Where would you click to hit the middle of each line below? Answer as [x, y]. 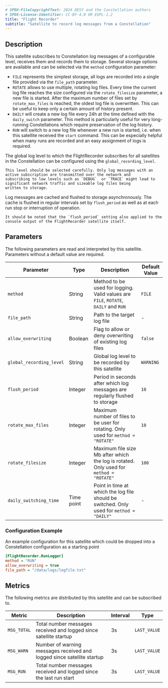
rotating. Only [110, 429]
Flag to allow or [112, 329]
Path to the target [114, 314]
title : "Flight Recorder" [32, 19]
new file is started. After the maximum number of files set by [75, 98]
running [20, 125]
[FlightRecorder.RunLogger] [34, 556]
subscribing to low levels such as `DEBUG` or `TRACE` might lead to [80, 179]
